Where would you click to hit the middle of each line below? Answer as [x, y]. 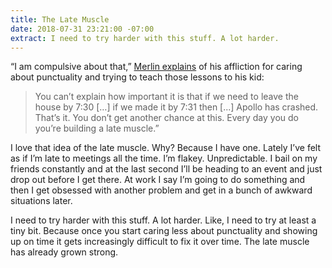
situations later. [41, 201]
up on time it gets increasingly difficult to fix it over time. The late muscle [160, 242]
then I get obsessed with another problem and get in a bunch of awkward [161, 190]
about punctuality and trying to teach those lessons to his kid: [137, 77]
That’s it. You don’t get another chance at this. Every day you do [166, 118]
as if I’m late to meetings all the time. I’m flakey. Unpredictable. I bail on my [164, 158]
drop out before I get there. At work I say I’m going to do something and [158, 180]
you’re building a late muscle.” [97, 128]
